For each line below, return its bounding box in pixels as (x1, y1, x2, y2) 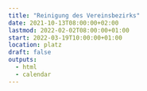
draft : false (8, 48, 52, 56)
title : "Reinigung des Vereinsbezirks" (8, 11, 141, 20)
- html (15, 63, 37, 71)
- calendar (15, 70, 52, 78)
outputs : (8, 56, 37, 64)
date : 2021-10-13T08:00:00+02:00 (8, 19, 119, 27)
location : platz (8, 41, 62, 49)
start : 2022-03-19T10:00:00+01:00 (8, 33, 123, 42)
